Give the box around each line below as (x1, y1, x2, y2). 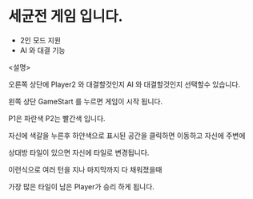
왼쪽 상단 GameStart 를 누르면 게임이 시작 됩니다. (8, 96, 163, 106)
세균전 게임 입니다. (8, 7, 123, 26)
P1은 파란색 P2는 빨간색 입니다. (8, 113, 106, 123)
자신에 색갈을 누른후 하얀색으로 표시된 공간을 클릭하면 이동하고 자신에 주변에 (8, 130, 246, 140)
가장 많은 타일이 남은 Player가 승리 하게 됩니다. (8, 181, 155, 191)
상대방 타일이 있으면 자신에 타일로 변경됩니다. (8, 148, 150, 157)
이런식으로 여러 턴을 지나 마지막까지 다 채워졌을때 (8, 164, 163, 174)
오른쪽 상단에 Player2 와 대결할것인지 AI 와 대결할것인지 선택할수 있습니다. (8, 79, 241, 89)
